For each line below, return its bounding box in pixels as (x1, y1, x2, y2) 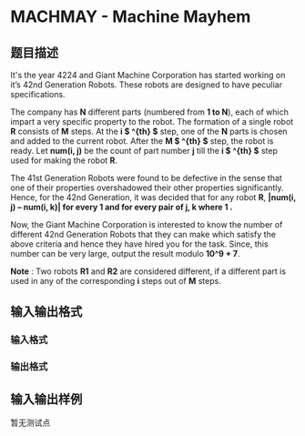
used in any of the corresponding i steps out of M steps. (10, 276, 221, 286)
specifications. (10, 89, 66, 99)
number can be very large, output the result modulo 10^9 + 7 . (10, 248, 240, 259)
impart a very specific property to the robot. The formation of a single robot (10, 117, 294, 127)
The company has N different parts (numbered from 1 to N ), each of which (10, 106, 290, 117)
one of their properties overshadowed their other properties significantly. (10, 182, 284, 193)
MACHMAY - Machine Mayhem (10, 6, 251, 27)
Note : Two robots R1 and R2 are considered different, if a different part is (10, 266, 286, 277)
